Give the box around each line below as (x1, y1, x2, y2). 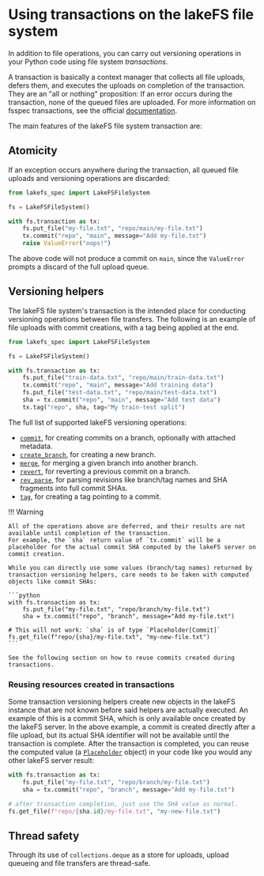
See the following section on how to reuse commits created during (8, 654, 236, 662)
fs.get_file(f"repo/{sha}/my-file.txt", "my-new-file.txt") (8, 632, 211, 641)
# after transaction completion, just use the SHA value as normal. (8, 800, 239, 808)
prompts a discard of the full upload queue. (8, 262, 149, 271)
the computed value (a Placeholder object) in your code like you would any (8, 747, 252, 757)
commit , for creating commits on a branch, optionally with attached (19, 432, 236, 442)
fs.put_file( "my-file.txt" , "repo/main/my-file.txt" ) (22, 225, 203, 232)
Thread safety (8, 829, 80, 843)
